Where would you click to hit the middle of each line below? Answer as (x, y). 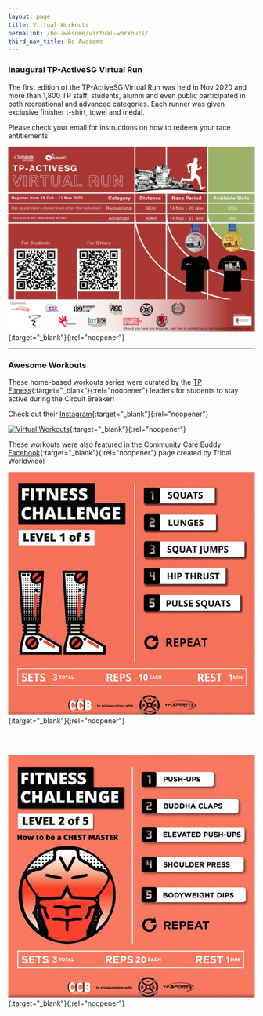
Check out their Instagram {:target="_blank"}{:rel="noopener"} (108, 414)
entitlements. (29, 135)
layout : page (29, 16)
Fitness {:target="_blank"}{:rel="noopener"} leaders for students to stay (123, 391)
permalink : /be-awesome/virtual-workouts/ (78, 33)
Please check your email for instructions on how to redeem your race (119, 127)
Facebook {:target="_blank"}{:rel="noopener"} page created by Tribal (120, 453)
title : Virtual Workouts (49, 25)
